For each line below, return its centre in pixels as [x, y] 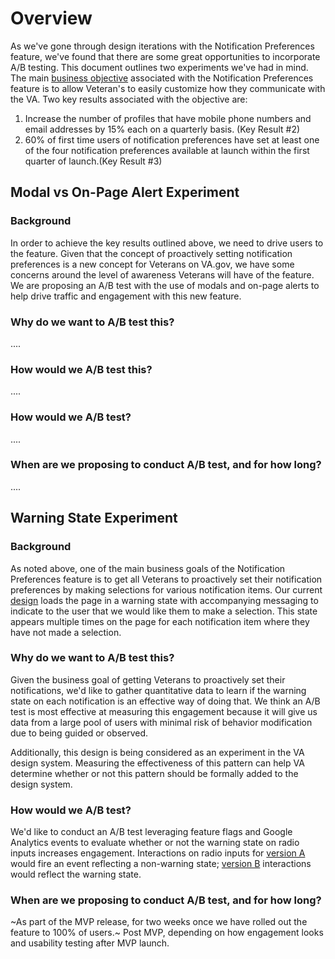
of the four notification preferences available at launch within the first [167, 150]
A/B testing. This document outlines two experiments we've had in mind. [159, 67]
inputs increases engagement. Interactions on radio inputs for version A [158, 853]
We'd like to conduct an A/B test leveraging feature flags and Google [151, 832]
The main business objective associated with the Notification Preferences [162, 78]
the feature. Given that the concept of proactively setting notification [151, 253]
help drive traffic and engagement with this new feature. [126, 296]
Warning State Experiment [94, 518]
